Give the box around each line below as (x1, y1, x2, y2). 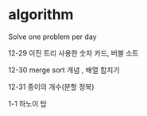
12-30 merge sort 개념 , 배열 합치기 (8, 65, 120, 75)
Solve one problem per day (8, 32, 97, 41)
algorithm (8, 6, 74, 24)
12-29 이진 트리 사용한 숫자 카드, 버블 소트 (8, 48, 139, 57)
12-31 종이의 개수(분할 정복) (8, 82, 95, 91)
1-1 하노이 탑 (8, 99, 48, 108)
